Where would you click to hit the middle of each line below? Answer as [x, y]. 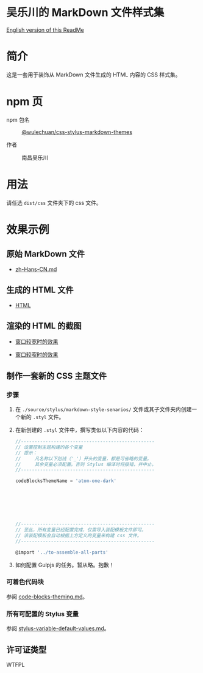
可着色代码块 [25, 582]
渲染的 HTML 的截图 [44, 326]
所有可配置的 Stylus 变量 [43, 614]
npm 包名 [18, 119]
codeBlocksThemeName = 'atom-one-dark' [66, 481]
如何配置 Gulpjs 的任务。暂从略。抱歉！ [65, 565]
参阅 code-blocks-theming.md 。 [47, 597]
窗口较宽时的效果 [37, 342]
